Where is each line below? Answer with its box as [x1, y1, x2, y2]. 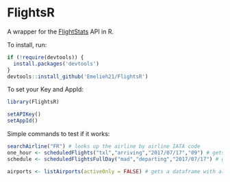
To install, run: [7, 40, 47, 49]
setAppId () [7, 118, 38, 125]
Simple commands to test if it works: [7, 130, 110, 138]
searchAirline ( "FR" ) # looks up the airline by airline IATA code [7, 143, 201, 150]
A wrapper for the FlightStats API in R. [7, 27, 114, 36]
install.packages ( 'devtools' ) [13, 60, 99, 67]
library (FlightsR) [7, 99, 60, 105]
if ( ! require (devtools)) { [7, 53, 84, 61]
